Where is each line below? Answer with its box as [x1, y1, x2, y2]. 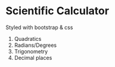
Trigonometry [14, 47, 48, 55]
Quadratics [14, 35, 42, 42]
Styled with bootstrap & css [5, 24, 73, 31]
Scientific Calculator [5, 4, 110, 18]
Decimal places [14, 54, 52, 61]
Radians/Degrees [14, 42, 57, 49]
